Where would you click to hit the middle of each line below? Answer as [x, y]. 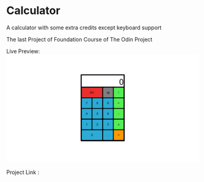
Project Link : [23, 172]
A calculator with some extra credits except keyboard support [84, 27]
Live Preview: [23, 51]
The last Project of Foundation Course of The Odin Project [79, 39]
